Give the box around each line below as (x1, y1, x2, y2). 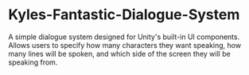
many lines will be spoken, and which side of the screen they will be (8, 49, 231, 58)
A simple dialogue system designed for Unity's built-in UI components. (8, 32, 240, 41)
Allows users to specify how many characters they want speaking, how (8, 40, 241, 49)
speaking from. (8, 57, 58, 67)
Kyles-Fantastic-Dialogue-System (8, 6, 240, 24)
